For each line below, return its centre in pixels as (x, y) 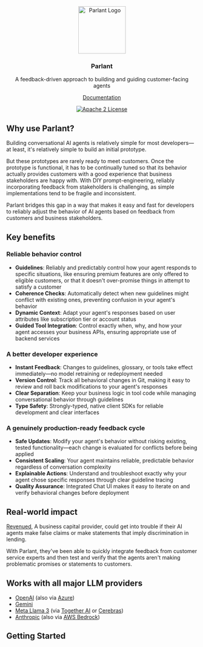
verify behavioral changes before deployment (72, 493)
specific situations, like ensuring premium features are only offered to (102, 274)
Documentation (102, 98)
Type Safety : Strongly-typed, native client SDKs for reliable (89, 406)
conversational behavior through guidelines (69, 400)
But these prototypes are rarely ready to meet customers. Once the (90, 161)
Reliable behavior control (44, 254)
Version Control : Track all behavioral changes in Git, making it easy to (103, 380)
